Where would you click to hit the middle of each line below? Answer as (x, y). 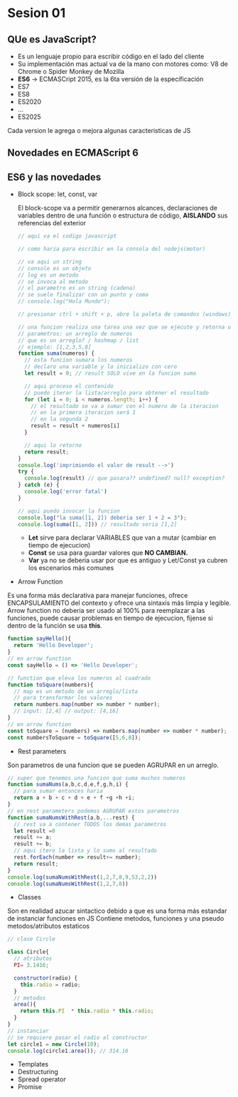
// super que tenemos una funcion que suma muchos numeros (97, 778)
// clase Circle (31, 939)
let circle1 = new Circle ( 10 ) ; (54, 1044)
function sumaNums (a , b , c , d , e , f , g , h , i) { (68, 785)
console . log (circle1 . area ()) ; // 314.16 (68, 1051)
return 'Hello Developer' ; (54, 646)
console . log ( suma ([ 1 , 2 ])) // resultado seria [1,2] (97, 524)
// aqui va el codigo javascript (67, 236)
